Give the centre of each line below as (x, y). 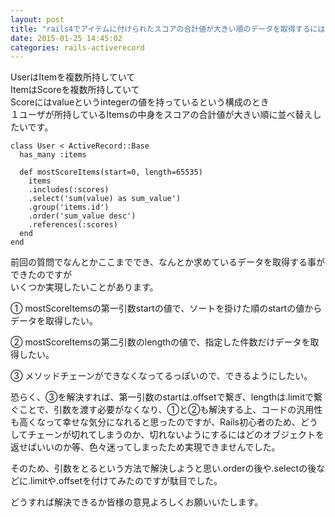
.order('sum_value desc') (82, 216)
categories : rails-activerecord (77, 47)
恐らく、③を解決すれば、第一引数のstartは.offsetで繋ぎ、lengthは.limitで (162, 397)
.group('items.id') (69, 207)
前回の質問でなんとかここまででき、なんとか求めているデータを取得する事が (168, 262)
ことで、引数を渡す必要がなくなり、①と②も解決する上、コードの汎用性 (170, 410)
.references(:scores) (73, 225)
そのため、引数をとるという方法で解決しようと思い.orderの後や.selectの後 (163, 468)
